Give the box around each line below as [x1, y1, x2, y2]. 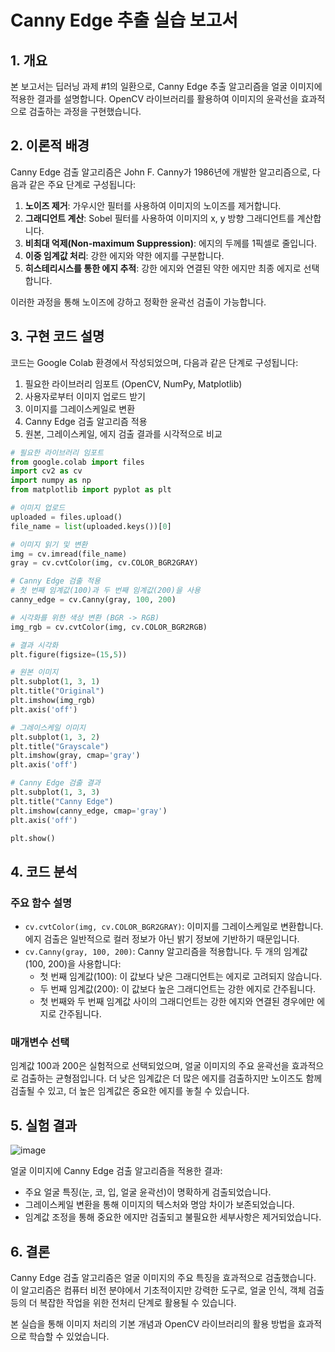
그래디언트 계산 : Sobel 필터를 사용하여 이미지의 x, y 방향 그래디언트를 [24, 212, 295, 224]
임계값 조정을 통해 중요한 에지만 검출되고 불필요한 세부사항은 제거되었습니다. [24, 1211, 322, 1223]
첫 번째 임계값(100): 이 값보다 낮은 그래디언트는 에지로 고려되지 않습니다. [39, 971, 323, 983]
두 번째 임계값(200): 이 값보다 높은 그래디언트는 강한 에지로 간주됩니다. [39, 983, 317, 995]
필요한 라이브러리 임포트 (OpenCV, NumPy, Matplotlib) [24, 377, 243, 390]
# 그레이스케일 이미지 [10, 722, 86, 733]
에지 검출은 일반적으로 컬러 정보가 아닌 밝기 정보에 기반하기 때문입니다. [24, 933, 300, 945]
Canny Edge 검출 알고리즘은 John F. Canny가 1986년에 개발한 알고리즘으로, [10, 166, 310, 178]
